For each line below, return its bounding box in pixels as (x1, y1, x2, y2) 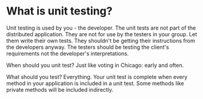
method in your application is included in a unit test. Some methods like (6, 80, 184, 87)
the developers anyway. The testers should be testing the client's (6, 43, 170, 51)
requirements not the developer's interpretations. (6, 49, 129, 57)
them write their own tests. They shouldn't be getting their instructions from (6, 37, 195, 44)
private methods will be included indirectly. (6, 86, 114, 93)
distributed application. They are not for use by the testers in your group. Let (6, 30, 198, 37)
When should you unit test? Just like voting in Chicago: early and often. (6, 62, 184, 69)
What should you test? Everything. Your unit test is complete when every (6, 73, 188, 80)
